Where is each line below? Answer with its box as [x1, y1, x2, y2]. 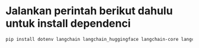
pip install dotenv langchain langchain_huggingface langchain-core [5, 36, 179, 42]
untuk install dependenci [5, 17, 131, 30]
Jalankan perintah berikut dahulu [5, 4, 173, 18]
